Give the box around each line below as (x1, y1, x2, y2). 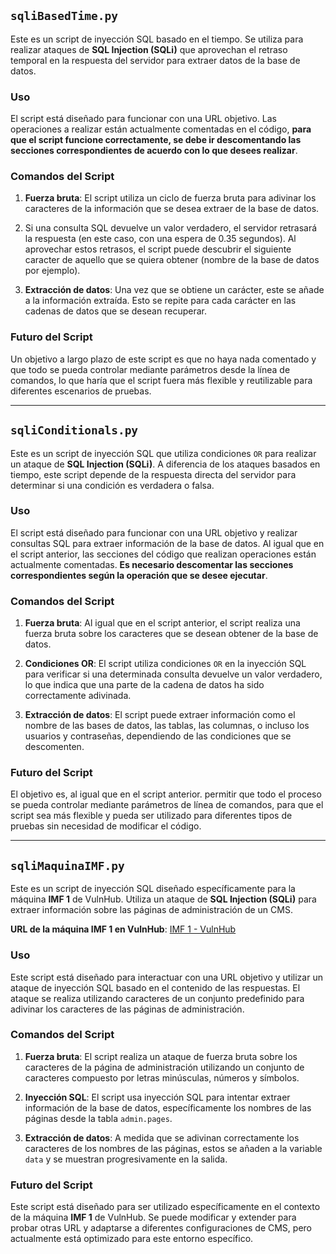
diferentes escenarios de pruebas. (10, 385, 152, 397)
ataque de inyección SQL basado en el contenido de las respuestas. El (10, 981, 301, 994)
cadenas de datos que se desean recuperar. (24, 305, 207, 317)
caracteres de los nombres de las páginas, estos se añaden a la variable (24, 1142, 323, 1154)
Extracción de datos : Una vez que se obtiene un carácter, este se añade (24, 284, 325, 296)
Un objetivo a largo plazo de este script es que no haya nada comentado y (10, 353, 317, 365)
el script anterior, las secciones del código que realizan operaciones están (10, 548, 317, 560)
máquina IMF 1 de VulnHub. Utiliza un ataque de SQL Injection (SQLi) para (10, 893, 317, 905)
